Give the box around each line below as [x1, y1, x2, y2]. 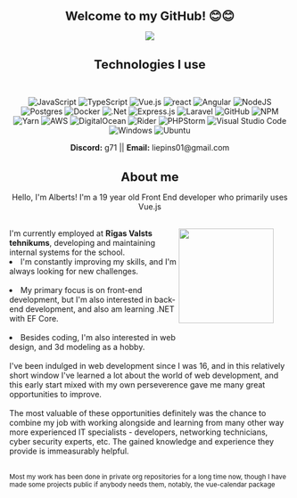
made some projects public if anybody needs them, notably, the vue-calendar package [9, 480, 276, 489]
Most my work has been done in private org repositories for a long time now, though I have [9, 472, 287, 481]
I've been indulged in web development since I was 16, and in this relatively [9, 360, 285, 371]
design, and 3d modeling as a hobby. [9, 341, 145, 352]
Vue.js [137, 200, 162, 212]
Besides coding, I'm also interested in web [21, 331, 176, 342]
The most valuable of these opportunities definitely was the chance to [9, 407, 267, 418]
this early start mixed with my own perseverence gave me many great [9, 379, 266, 390]
